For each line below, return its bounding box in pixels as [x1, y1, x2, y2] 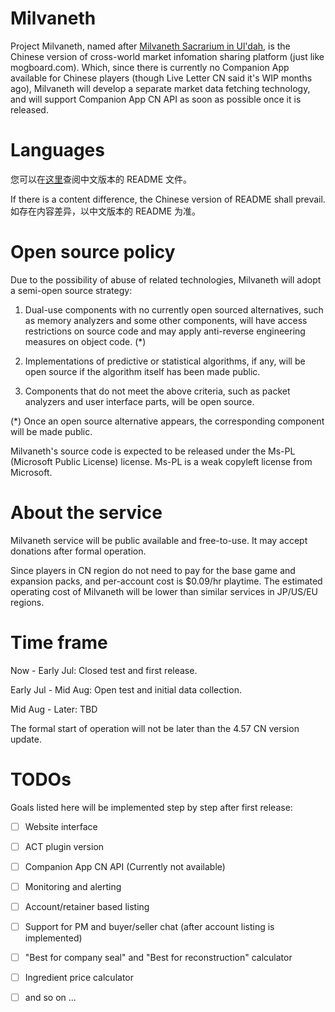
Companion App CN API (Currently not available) [24, 860, 226, 872]
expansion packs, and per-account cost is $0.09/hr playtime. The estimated [10, 575, 323, 587]
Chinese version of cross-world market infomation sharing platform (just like [10, 50, 325, 62]
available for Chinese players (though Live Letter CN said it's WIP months [10, 72, 313, 84]
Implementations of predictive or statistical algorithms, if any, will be [24, 355, 306, 367]
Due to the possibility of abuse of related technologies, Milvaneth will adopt [10, 273, 322, 286]
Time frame [10, 631, 108, 654]
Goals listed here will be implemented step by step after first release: [10, 801, 293, 813]
